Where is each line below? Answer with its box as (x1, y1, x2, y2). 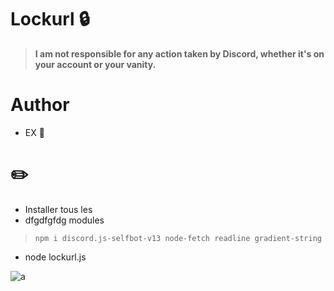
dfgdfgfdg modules (24, 214, 105, 226)
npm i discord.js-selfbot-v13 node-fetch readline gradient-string (34, 233, 322, 243)
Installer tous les (24, 203, 93, 215)
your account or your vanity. (34, 58, 157, 70)
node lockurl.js (24, 251, 87, 263)
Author (10, 94, 70, 116)
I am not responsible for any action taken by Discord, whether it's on (34, 47, 325, 60)
